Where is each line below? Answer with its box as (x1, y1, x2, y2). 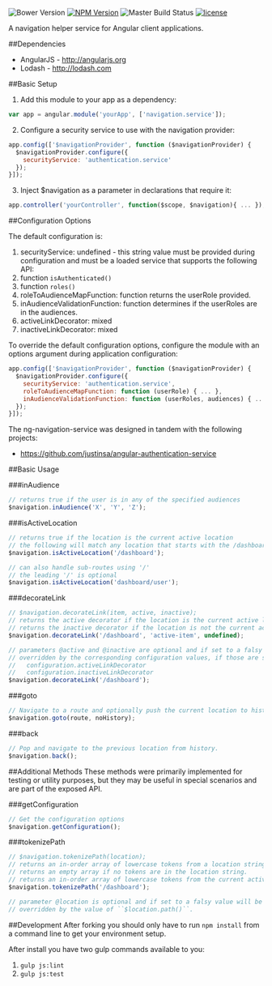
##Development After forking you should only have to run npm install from (8, 920, 260, 929)
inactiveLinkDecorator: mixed (19, 325, 118, 335)
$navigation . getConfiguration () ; (8, 822, 121, 830)
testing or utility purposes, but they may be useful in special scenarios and (8, 775, 257, 785)
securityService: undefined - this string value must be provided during (19, 247, 255, 257)
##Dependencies (8, 39, 66, 49)
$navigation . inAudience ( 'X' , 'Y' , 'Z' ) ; (8, 503, 147, 512)
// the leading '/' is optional (8, 571, 117, 579)
